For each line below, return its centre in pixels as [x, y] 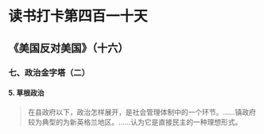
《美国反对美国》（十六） [68, 48]
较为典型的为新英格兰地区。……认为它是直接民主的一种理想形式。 [135, 122]
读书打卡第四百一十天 [78, 16]
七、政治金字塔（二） [49, 72]
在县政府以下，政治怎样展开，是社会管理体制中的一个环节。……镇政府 [142, 112]
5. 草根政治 [26, 93]
